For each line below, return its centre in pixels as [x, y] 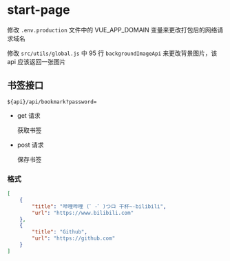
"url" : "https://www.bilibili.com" [83, 213]
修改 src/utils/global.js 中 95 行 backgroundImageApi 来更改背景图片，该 [112, 53]
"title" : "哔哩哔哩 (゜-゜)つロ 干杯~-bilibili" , [99, 206]
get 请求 [29, 115]
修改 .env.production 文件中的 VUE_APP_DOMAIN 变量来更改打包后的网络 [112, 30]
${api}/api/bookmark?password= [52, 102]
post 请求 [30, 145]
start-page [39, 10]
